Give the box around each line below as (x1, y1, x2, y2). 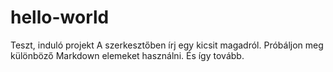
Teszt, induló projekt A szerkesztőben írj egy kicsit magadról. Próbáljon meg (10, 39, 324, 51)
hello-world (10, 6, 110, 29)
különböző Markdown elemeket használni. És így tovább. (10, 49, 245, 61)
